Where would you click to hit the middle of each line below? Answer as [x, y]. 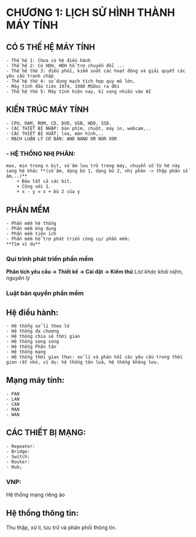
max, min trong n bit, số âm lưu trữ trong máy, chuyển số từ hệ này [93, 166]
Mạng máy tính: [35, 380]
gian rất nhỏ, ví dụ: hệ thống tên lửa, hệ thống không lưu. [83, 362]
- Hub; [14, 467]
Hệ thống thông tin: [42, 513]
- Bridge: [18, 451]
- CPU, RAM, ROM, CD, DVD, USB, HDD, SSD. [59, 123]
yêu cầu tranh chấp [30, 76]
